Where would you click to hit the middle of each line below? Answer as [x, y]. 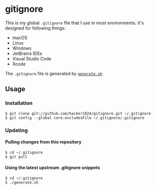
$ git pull [16, 157]
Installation [19, 103]
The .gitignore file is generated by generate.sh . [54, 73]
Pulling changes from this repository [43, 142]
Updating [17, 130]
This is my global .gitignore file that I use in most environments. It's [75, 23]
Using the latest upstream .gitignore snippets [53, 168]
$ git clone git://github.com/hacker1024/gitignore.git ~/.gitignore [78, 113]
